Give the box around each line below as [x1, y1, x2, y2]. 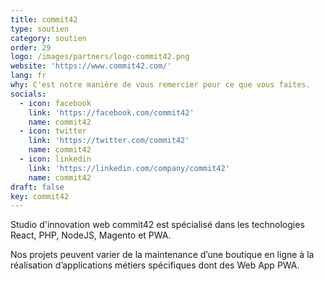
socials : [10, 89, 47, 99]
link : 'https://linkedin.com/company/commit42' [28, 163, 230, 173]
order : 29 [10, 42, 52, 53]
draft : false [10, 182, 65, 192]
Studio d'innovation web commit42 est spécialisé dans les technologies [10, 219, 305, 231]
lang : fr [10, 71, 47, 81]
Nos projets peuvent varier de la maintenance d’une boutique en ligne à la [10, 249, 315, 261]
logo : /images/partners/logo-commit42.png [10, 52, 190, 62]
